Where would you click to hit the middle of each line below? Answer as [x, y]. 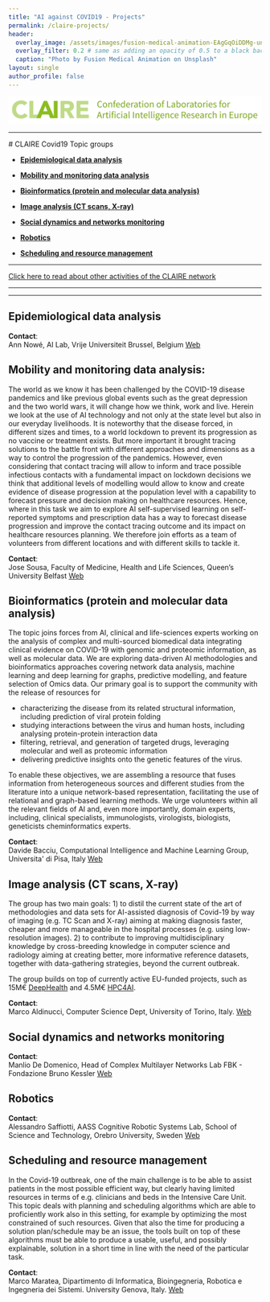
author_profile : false [46, 76]
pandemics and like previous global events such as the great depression [128, 397]
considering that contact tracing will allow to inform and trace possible [125, 466]
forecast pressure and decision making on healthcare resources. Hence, [128, 500]
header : [21, 34]
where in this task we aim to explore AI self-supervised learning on [119, 509]
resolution [25, 938]
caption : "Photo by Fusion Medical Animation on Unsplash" [117, 60]
